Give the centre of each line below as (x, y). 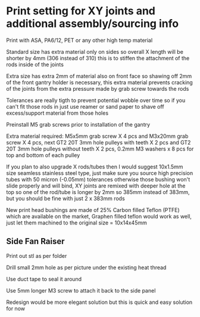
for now (16, 308)
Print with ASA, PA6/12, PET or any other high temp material (79, 40)
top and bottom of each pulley (43, 155)
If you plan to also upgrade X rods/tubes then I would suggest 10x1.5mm (95, 167)
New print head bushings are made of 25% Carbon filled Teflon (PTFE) (93, 210)
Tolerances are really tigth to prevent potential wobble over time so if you (96, 100)
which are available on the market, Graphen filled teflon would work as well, (99, 216)
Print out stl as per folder (37, 256)
